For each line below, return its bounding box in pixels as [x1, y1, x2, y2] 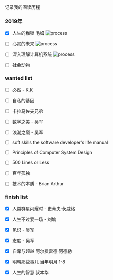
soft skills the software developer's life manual [12, 139, 108, 146]
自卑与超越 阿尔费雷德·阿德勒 [12, 248, 72, 254]
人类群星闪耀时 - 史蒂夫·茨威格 [12, 205, 76, 211]
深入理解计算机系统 [12, 51, 52, 57]
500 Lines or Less [12, 159, 50, 166]
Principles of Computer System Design [12, 149, 92, 156]
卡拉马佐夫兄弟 [12, 108, 43, 114]
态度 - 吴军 [12, 237, 35, 243]
